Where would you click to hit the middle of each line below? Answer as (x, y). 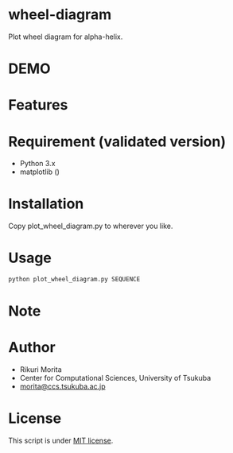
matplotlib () (39, 172)
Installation (46, 204)
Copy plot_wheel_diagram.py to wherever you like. (91, 226)
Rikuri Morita (41, 370)
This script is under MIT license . (61, 441)
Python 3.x (37, 164)
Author (32, 348)
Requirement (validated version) (117, 141)
